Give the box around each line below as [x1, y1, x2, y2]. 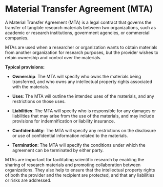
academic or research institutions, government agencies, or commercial [5, 30, 150, 35]
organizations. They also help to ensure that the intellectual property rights [5, 167, 155, 173]
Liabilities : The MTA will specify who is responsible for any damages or [12, 108, 156, 114]
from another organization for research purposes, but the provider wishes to [5, 50, 159, 55]
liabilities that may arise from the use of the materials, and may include [12, 113, 155, 119]
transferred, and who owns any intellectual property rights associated [12, 79, 153, 85]
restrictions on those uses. [12, 98, 66, 104]
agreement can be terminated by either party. [12, 147, 104, 153]
